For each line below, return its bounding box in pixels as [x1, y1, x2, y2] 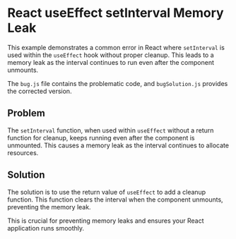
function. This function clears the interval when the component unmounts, [7, 195, 224, 204]
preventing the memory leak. [7, 202, 91, 211]
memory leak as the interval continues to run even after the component [7, 58, 214, 66]
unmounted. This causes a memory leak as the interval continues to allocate [7, 141, 230, 149]
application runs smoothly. [7, 223, 85, 232]
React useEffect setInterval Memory [7, 5, 224, 21]
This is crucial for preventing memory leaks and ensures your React [7, 216, 204, 225]
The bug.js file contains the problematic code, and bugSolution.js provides [7, 79, 228, 87]
